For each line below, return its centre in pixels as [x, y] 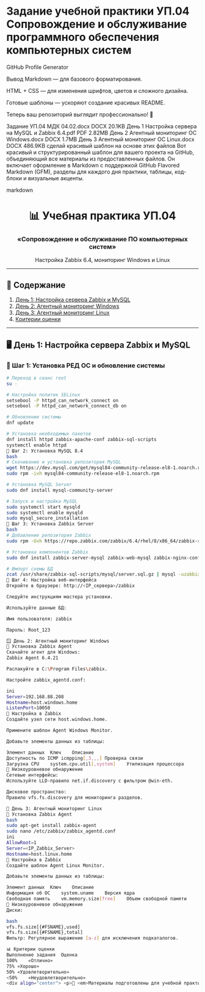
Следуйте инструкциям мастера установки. [60, 597]
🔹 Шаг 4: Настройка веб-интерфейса [52, 580]
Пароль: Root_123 [28, 630]
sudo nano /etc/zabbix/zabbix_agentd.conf [61, 831]
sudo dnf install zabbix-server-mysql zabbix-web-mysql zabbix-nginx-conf [103, 558]
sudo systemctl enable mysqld [45, 512]
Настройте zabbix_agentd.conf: [46, 680]
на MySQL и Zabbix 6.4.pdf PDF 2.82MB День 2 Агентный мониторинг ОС [102, 133]
